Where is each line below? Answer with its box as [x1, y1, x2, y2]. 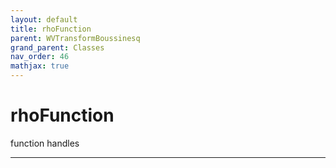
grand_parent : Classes [10, 42, 105, 53]
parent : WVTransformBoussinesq [10, 33, 141, 43]
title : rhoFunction [10, 24, 92, 34]
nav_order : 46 [10, 52, 70, 62]
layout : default [10, 14, 78, 25]
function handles [10, 137, 80, 149]
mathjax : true [10, 61, 70, 71]
